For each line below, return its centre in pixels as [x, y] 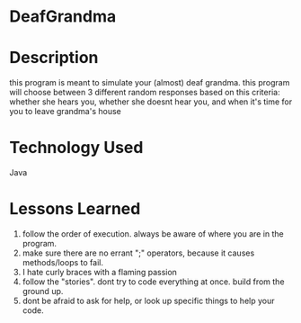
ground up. [43, 291]
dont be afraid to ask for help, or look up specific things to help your [148, 301]
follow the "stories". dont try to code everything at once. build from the [153, 282]
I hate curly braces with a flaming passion [100, 272]
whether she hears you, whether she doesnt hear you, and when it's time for [151, 102]
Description [54, 58]
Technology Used [76, 148]
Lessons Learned [75, 209]
